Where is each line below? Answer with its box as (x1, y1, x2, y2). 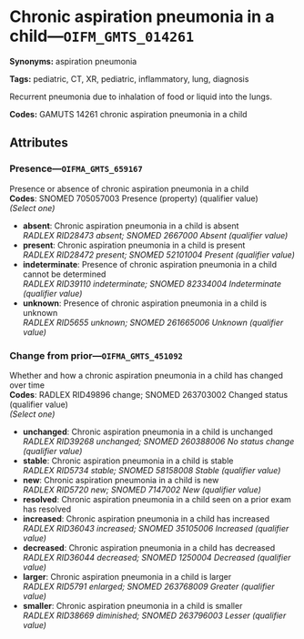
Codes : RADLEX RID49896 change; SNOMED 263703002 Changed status (9, 389, 289, 400)
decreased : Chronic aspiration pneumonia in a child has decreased (22, 542, 276, 553)
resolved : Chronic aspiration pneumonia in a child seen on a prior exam (22, 493, 291, 504)
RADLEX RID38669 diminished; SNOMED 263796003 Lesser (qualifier (22, 610, 287, 621)
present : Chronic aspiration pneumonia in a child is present (22, 239, 246, 250)
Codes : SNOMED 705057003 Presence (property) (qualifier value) (9, 193, 259, 204)
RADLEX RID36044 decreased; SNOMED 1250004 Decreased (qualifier (22, 552, 291, 563)
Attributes (9, 135, 68, 151)
